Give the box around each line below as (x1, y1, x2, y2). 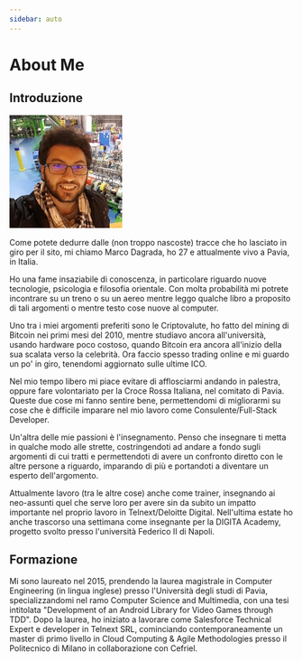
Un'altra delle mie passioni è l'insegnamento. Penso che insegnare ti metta (9, 432, 287, 442)
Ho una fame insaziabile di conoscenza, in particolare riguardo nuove (9, 274, 268, 284)
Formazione (9, 552, 78, 568)
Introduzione (9, 90, 84, 106)
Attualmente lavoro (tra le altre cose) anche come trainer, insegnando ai (9, 488, 276, 498)
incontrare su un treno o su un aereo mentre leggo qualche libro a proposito (9, 293, 291, 303)
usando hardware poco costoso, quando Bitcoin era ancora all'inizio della (9, 339, 282, 349)
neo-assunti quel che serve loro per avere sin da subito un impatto (9, 497, 257, 507)
